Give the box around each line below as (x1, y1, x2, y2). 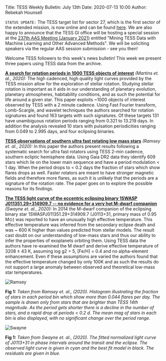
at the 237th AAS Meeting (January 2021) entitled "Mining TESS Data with (5, 35, 156, 41)
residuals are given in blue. (5, 351, 60, 356)
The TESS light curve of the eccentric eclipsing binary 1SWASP (5, 195, 138, 201)
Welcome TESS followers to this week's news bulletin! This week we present (5, 55, 162, 61)
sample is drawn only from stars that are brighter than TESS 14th (5, 299, 138, 305)
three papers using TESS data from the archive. (5, 61, 103, 66)
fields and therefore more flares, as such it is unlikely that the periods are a (5, 175, 158, 181)
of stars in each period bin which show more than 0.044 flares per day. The (5, 294, 160, 300)
